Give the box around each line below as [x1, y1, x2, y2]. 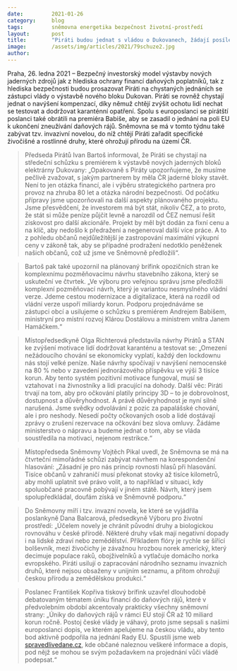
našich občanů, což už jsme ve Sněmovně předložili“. [24, 248, 180, 257]
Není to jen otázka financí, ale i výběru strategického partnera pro [24, 180, 216, 189]
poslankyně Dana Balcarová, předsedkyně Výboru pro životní [24, 514, 203, 522]
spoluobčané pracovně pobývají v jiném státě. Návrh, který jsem [24, 485, 212, 493]
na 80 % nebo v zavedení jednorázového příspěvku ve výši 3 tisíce [24, 366, 220, 374]
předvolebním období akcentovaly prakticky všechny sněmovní [24, 602, 209, 611]
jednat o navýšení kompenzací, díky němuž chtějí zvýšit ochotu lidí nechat [7, 99, 224, 108]
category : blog [7, 17, 65, 24]
